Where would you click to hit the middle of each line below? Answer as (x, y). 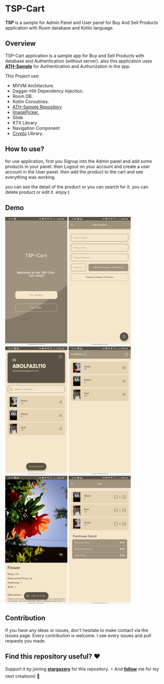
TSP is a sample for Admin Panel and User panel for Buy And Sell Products (82, 22)
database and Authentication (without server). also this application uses (79, 61)
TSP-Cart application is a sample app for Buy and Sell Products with (75, 55)
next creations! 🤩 (22, 676)
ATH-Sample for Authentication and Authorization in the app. (68, 66)
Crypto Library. (28, 133)
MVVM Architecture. (33, 85)
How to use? (25, 149)
